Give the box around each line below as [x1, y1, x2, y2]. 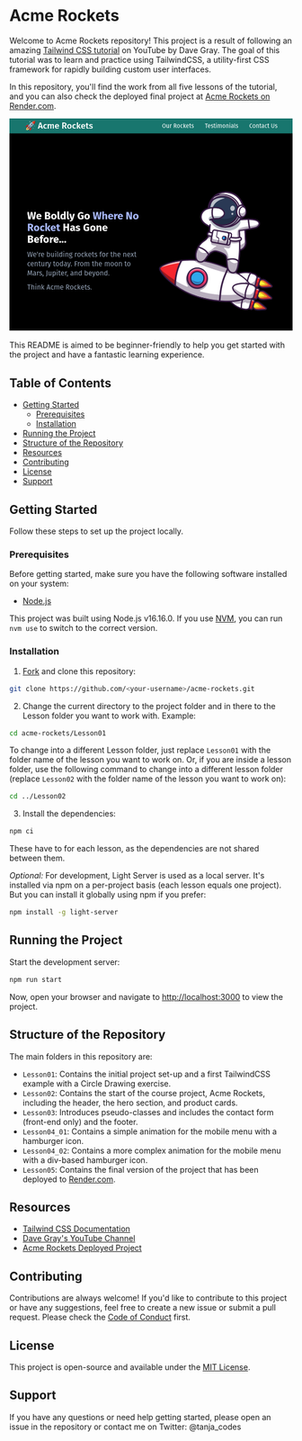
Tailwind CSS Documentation [22, 1223, 130, 1234]
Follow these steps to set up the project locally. [9, 526, 184, 536]
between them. [9, 852, 66, 864]
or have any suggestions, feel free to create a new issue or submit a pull [9, 1302, 277, 1313]
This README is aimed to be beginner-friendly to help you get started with [9, 339, 286, 351]
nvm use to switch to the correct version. [9, 623, 158, 634]
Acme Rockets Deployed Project [22, 1243, 142, 1254]
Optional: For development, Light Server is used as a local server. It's [9, 870, 265, 881]
